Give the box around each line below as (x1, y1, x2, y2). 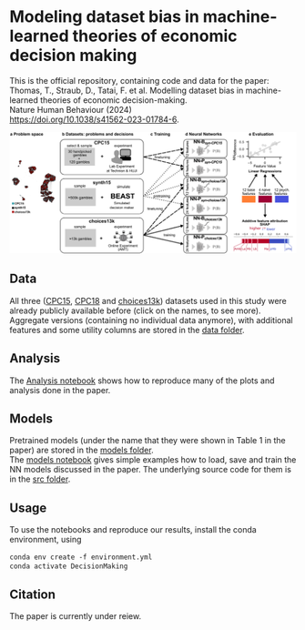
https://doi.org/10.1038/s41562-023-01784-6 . (9, 114, 179, 125)
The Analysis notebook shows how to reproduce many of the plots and (9, 375, 275, 386)
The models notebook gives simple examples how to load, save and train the (9, 454, 297, 465)
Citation (9, 586, 56, 602)
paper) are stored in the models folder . (9, 444, 154, 456)
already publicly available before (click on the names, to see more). (9, 305, 261, 316)
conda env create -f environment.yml (9, 553, 153, 562)
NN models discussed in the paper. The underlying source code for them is (9, 464, 291, 475)
